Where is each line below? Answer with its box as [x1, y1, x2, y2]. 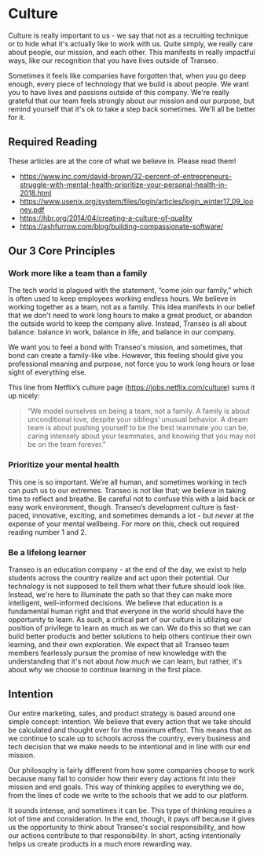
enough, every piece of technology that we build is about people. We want [8, 79, 249, 89]
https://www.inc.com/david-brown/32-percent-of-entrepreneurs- [19, 171, 233, 181]
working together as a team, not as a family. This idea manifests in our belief [8, 302, 255, 312]
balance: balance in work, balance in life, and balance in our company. [8, 327, 236, 337]
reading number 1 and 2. [8, 527, 87, 536]
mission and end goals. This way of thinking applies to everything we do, [8, 782, 244, 792]
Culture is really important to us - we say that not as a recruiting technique [8, 31, 249, 40]
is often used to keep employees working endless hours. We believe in [8, 294, 236, 303]
